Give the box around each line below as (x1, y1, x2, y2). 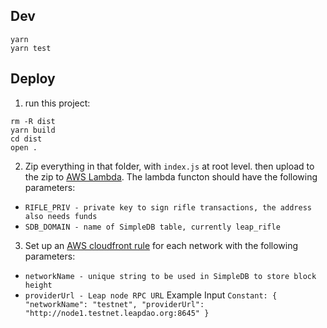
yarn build (10, 125, 56, 135)
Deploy (10, 70, 56, 88)
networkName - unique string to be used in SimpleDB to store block (24, 271, 317, 281)
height (24, 280, 53, 290)
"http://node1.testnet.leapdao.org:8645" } (24, 308, 210, 318)
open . (10, 142, 38, 153)
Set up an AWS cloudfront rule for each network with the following (24, 239, 299, 251)
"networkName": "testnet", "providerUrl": (24, 299, 205, 309)
